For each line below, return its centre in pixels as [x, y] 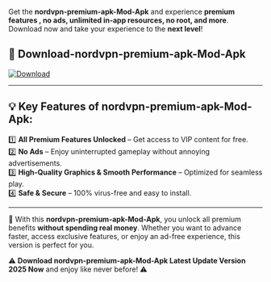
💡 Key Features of [54, 107]
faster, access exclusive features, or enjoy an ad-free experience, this [124, 236]
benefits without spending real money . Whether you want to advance [125, 227]
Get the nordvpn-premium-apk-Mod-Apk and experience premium [122, 12]
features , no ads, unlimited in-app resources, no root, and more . [119, 20]
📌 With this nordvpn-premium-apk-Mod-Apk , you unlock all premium [125, 219]
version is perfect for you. [51, 245]
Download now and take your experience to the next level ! [106, 29]
